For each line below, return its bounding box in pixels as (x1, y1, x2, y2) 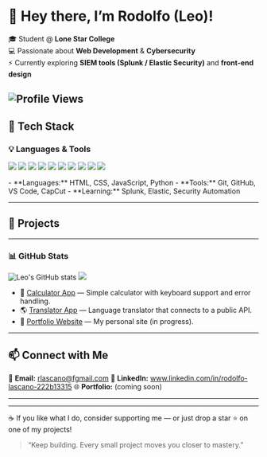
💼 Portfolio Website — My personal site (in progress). (19, 317, 194, 326)
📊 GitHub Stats (8, 250, 69, 261)
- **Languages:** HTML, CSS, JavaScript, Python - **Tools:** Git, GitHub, (8, 178, 256, 188)
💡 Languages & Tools (8, 143, 91, 154)
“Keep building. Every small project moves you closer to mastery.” (27, 439, 244, 449)
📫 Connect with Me (8, 348, 109, 361)
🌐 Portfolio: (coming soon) (73, 381, 163, 391)
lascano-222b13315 (8, 381, 72, 391)
